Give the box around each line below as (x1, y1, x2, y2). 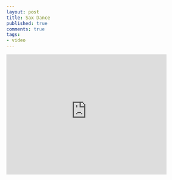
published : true (6, 20, 48, 26)
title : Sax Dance (6, 15, 51, 21)
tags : (6, 32, 20, 38)
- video (6, 37, 26, 43)
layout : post (6, 9, 40, 15)
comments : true (6, 26, 45, 32)
